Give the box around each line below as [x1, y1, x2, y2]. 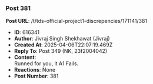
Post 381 [5, 4, 31, 12]
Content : [14, 54, 36, 61]
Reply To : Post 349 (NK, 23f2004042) [14, 48, 108, 55]
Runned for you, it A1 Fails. [14, 60, 79, 67]
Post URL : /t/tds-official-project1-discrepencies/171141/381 [5, 18, 148, 25]
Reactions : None [14, 66, 56, 73]
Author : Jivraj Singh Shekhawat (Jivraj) [14, 35, 110, 42]
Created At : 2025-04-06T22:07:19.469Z [14, 41, 113, 48]
